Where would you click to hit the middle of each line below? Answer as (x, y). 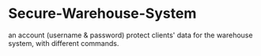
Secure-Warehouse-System (102, 14)
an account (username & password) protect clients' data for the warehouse (130, 35)
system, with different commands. (64, 43)
